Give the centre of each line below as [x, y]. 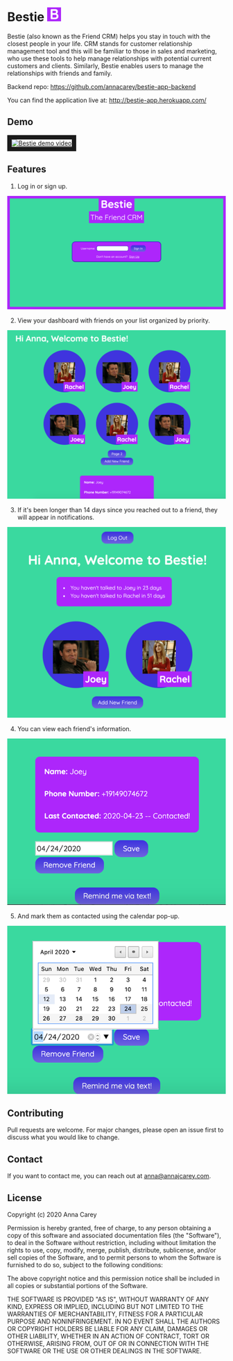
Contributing [35, 1113]
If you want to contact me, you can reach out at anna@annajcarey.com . [109, 1176]
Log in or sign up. [42, 186]
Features [27, 169]
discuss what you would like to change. [63, 1137]
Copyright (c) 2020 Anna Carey [52, 1215]
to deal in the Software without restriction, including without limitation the [112, 1243]
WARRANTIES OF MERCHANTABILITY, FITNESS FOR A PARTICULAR [105, 1314]
